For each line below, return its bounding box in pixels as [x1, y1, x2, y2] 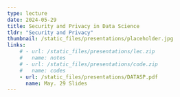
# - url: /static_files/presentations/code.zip [19, 61, 158, 68]
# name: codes [19, 67, 67, 74]
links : [7, 42, 26, 48]
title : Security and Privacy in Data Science [7, 23, 139, 29]
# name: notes [19, 55, 67, 61]
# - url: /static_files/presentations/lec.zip [19, 48, 155, 55]
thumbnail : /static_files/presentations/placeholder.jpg [7, 36, 174, 42]
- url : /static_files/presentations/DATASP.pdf [19, 73, 158, 81]
